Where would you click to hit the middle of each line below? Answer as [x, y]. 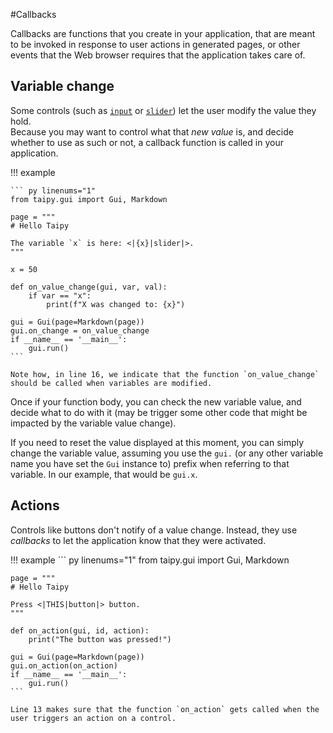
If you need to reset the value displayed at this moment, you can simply [157, 442]
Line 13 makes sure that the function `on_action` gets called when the [165, 709]
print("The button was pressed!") [100, 639]
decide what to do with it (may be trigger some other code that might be [159, 412]
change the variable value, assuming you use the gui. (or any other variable [167, 453]
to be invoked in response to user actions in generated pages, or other [155, 44]
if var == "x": [60, 295]
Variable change [62, 86]
